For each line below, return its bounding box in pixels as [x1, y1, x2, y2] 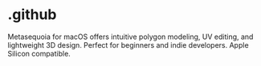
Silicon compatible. [7, 49, 71, 58]
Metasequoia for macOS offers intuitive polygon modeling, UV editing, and [7, 32, 254, 41]
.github [7, 6, 57, 24]
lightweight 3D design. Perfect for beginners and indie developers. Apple [7, 40, 250, 49]
